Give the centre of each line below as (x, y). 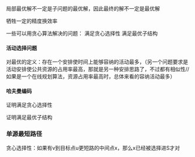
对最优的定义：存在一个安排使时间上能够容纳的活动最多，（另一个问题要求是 (97, 62)
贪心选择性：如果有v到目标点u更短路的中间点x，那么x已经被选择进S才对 (93, 148)
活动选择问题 (21, 48)
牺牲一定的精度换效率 (32, 21)
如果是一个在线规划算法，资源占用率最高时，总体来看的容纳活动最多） (91, 76)
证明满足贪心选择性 (29, 105)
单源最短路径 (24, 134)
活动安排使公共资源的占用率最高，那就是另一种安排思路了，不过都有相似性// (98, 69)
